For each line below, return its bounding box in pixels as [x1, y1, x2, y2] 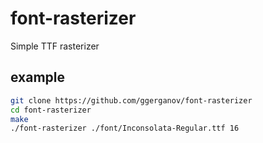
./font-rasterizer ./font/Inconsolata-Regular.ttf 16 [10, 123, 240, 134]
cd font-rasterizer [10, 105, 92, 115]
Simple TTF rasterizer [10, 40, 100, 52]
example [10, 69, 66, 86]
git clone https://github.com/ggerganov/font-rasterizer [10, 95, 253, 106]
